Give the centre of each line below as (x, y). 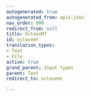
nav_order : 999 (25, 23)
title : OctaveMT (26, 34)
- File (14, 56)
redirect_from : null (32, 28)
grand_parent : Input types (40, 67)
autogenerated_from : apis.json (45, 17)
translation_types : (31, 46)
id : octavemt (22, 40)
